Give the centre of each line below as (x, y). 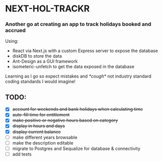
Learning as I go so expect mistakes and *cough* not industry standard (78, 76)
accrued (15, 30)
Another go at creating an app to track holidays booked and (78, 24)
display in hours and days (39, 126)
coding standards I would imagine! (41, 81)
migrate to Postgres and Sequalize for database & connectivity (76, 148)
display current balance (37, 132)
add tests (22, 154)
